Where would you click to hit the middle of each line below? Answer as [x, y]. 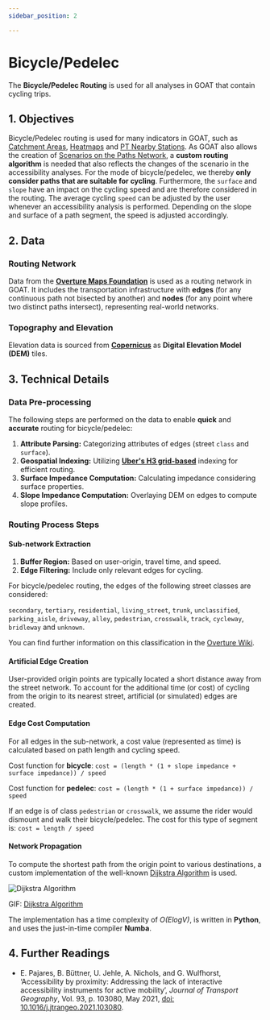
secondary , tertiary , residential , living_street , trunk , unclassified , [124, 610]
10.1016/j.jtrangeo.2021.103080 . [72, 1007]
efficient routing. [48, 470]
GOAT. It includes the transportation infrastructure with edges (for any [125, 290]
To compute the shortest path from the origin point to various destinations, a [135, 864]
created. [22, 705]
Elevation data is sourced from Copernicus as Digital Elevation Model [125, 345]
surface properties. [52, 487]
